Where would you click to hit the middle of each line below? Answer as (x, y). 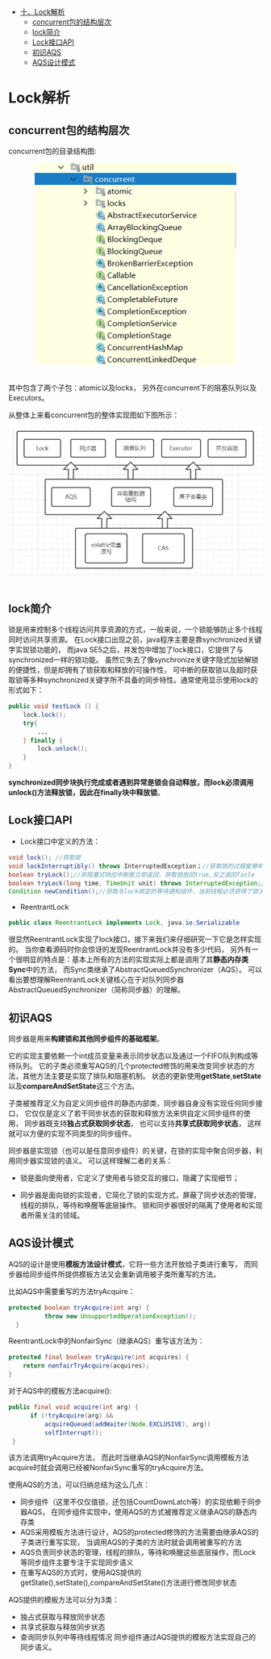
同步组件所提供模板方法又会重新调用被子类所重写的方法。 (125, 1274)
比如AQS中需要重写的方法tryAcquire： (72, 1291)
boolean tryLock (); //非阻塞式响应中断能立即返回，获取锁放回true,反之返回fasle (132, 874)
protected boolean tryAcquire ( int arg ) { (79, 1307)
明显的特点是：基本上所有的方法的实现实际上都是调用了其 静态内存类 (135, 960)
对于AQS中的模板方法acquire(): (60, 1391)
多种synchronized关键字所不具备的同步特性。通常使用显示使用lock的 (144, 680)
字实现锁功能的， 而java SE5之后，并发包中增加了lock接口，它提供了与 (126, 650)
